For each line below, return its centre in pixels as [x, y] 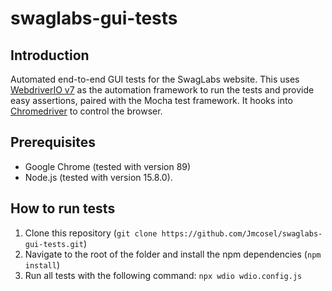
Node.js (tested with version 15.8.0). [98, 177]
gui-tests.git [54, 244]
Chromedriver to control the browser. [86, 111]
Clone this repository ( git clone [91, 233]
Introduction [50, 55]
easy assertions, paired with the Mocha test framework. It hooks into [151, 100]
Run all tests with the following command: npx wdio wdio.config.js [163, 275]
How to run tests [63, 208]
